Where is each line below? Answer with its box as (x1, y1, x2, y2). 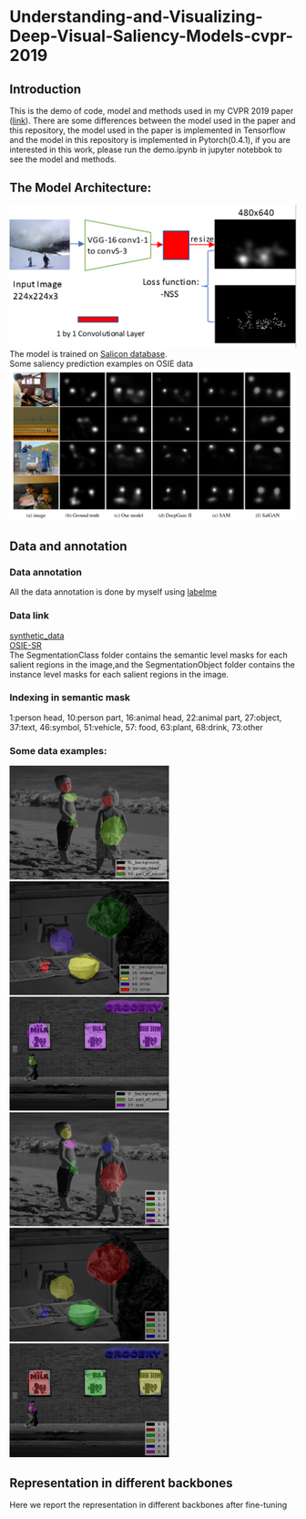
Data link (9, 609, 50, 622)
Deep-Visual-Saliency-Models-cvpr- (9, 25, 294, 46)
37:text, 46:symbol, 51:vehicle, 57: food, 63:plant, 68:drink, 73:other (9, 721, 264, 732)
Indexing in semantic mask (9, 691, 130, 704)
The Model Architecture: (9, 180, 152, 196)
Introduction (9, 81, 82, 97)
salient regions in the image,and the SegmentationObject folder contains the (9, 658, 296, 670)
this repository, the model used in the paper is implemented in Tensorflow (9, 125, 286, 136)
